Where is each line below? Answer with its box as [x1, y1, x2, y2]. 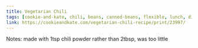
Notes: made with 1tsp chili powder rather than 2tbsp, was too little [6, 36, 169, 43]
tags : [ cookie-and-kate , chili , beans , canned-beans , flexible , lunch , [6, 14, 186, 20]
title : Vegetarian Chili [6, 8, 67, 15]
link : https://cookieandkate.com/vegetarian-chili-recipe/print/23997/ [6, 19, 186, 25]
